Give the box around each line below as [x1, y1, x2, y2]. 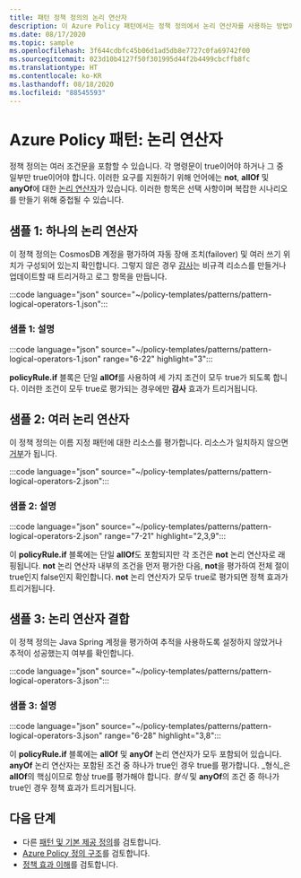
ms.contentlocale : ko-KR [9, 72, 102, 81]
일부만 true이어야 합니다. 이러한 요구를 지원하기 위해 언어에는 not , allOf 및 [9, 172, 270, 183]
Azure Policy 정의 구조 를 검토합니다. [21, 848, 150, 858]
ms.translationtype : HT [9, 64, 99, 73]
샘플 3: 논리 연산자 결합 [9, 612, 130, 627]
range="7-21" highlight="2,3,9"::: [104, 530, 227, 541]
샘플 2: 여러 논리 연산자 [9, 412, 130, 427]
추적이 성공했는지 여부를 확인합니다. [9, 648, 134, 659]
